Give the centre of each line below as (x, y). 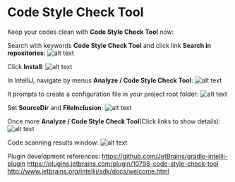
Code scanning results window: (53, 142)
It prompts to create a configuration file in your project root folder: (103, 94)
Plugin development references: (54, 156)
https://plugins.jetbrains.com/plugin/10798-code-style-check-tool (123, 164)
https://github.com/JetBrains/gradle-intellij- (164, 156)
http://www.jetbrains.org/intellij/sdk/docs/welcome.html (88, 171)
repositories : (26, 53)
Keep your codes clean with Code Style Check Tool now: (91, 32)
